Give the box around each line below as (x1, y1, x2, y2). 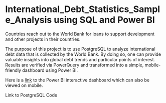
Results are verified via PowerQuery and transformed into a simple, (5, 62, 144, 68)
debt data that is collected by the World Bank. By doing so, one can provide (5, 51, 161, 57)
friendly (5, 67, 22, 73)
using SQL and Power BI (53, 14, 155, 26)
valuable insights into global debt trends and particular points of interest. (5, 56, 155, 62)
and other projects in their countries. (5, 36, 81, 42)
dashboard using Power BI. (22, 67, 78, 73)
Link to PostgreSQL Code (5, 92, 58, 98)
